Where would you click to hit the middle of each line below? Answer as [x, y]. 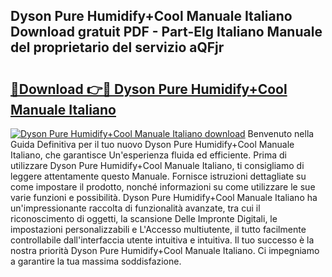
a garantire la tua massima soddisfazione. [96, 261]
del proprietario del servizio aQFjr [117, 47]
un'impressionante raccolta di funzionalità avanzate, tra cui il [135, 208]
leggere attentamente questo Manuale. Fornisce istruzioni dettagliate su [158, 176]
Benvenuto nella [281, 133]
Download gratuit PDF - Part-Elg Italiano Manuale [166, 32]
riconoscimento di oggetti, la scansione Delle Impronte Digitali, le [144, 218]
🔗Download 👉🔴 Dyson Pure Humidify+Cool [149, 89]
